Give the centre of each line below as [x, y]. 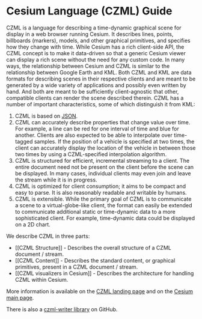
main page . [20, 297]
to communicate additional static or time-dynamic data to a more [95, 211]
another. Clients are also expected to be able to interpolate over [94, 135]
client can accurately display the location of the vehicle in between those [106, 148]
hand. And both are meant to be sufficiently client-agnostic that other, [93, 91]
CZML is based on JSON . [46, 116]
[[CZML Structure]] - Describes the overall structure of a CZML [93, 248]
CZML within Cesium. [41, 279]
